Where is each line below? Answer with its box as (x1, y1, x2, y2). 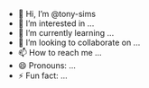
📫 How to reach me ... (17, 48, 102, 57)
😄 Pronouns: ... (17, 60, 77, 71)
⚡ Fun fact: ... (17, 70, 68, 81)
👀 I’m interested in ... (17, 18, 95, 29)
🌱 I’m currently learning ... (17, 28, 115, 38)
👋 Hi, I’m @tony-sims (17, 9, 97, 19)
